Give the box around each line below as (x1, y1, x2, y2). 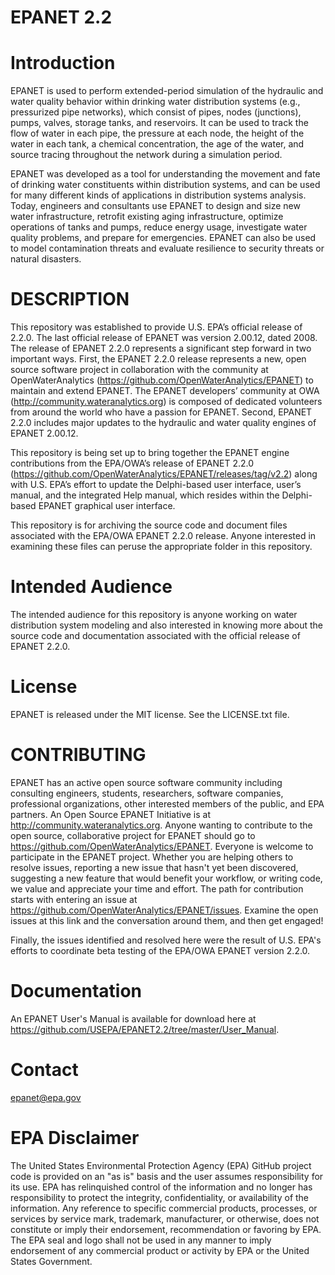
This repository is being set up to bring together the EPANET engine (10, 447, 290, 459)
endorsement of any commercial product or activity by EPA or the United (10, 1244, 310, 1256)
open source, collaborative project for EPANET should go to (10, 829, 256, 841)
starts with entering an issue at (10, 893, 138, 905)
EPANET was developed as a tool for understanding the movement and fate (10, 168, 321, 180)
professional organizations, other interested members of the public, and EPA (10, 797, 325, 810)
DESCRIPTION (10, 288, 130, 311)
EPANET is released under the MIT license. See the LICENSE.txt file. (10, 708, 290, 720)
